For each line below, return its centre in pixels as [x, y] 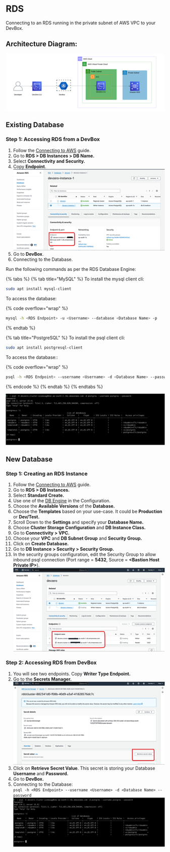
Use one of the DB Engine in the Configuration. [62, 501]
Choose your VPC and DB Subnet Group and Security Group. [77, 538]
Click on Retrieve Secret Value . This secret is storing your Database [84, 768]
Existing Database [35, 125]
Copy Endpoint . [30, 166]
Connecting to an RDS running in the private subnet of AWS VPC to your [81, 23]
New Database [29, 459]
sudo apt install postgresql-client [44, 348]
